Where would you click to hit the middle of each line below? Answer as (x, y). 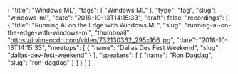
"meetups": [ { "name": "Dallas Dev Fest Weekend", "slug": (134, 48)
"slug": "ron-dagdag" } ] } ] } (49, 62)
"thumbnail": (113, 32)
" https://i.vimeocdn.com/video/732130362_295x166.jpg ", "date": (102, 40)
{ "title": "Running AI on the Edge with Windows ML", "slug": (95, 25)
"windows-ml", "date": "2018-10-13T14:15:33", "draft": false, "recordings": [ (118, 18)
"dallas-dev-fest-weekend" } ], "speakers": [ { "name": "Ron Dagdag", (110, 55)
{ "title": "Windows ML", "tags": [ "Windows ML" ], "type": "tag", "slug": (112, 10)
